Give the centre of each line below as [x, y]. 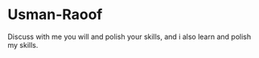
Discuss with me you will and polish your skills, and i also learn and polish [129, 37]
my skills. [23, 44]
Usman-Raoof [55, 15]
